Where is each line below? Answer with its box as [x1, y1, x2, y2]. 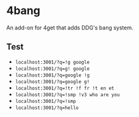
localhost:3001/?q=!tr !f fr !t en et [15, 85, 115, 91]
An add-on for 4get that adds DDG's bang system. [6, 24, 133, 31]
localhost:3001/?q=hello [15, 105, 79, 111]
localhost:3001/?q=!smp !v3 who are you [15, 91, 120, 98]
